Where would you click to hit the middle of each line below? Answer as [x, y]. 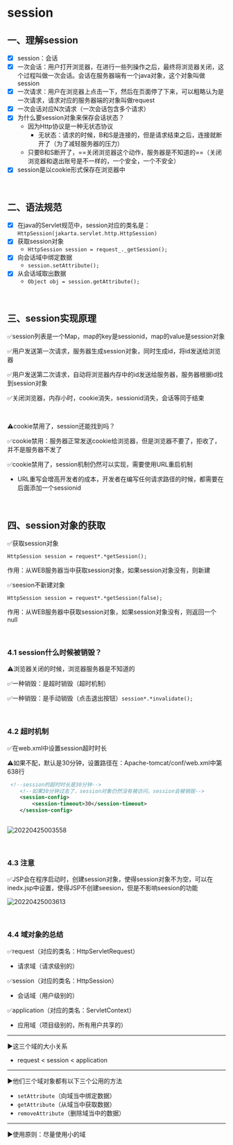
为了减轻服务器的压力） [90, 144]
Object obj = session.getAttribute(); [84, 282]
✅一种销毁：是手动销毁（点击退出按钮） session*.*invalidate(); [100, 699]
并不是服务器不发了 [35, 450]
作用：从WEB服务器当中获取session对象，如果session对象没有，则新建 [109, 570]
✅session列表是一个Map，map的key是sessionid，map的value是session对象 [116, 336]
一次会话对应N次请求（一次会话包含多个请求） [84, 109]
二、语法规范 [35, 207]
